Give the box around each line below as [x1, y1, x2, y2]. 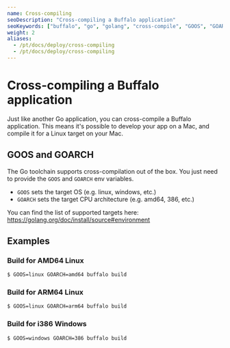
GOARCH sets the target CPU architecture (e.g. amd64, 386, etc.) [16, 195, 195, 203]
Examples [7, 235, 50, 247]
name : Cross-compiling [7, 10, 72, 17]
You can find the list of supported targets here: [7, 208, 139, 216]
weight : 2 [7, 29, 36, 36]
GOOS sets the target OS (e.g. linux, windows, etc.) [16, 187, 157, 196]
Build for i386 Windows [7, 319, 87, 329]
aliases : [7, 36, 32, 42]
